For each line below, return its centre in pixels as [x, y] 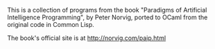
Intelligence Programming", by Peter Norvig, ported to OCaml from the [108, 17]
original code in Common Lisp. [51, 24]
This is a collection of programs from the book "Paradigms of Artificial [107, 10]
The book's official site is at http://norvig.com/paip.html [87, 38]
